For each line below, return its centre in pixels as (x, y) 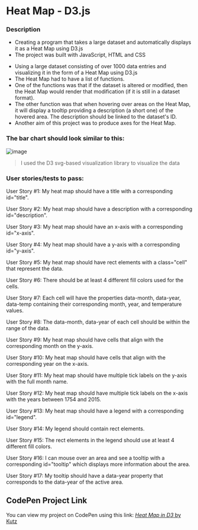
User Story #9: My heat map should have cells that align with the (85, 340)
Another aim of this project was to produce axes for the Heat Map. (95, 123)
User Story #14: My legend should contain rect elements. (75, 429)
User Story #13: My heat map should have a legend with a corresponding (95, 411)
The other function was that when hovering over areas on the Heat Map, (103, 104)
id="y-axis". (21, 251)
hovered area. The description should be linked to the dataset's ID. (96, 117)
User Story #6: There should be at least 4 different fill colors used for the (95, 280)
